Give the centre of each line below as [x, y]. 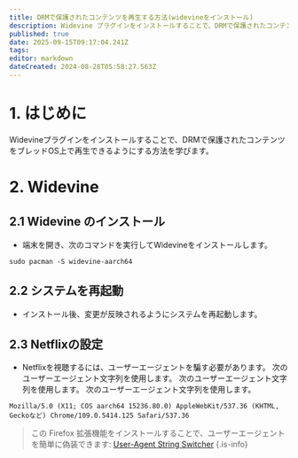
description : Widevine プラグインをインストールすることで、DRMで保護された [138, 26]
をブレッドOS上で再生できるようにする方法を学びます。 [112, 151]
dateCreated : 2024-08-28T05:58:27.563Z [83, 67]
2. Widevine [54, 187]
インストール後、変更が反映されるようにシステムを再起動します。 [142, 314]
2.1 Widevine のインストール [87, 222]
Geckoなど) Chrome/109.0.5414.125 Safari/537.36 [99, 416]
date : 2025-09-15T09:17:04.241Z [69, 42]
